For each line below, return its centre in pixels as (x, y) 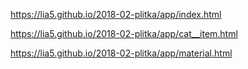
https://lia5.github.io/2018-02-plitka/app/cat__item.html (124, 33)
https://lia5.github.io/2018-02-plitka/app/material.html (121, 53)
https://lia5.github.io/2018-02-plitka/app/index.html (116, 14)
